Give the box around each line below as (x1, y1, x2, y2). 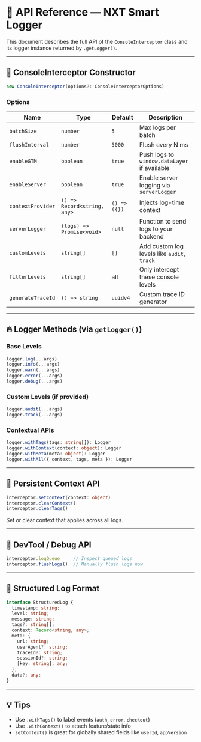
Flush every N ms (139, 141, 188, 149)
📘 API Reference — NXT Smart (6, 5, 160, 19)
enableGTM (9, 157, 37, 165)
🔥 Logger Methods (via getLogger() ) (6, 324, 142, 335)
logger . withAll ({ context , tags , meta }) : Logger (6, 456, 133, 462)
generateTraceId (9, 294, 56, 301)
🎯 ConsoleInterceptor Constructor (6, 67, 136, 78)
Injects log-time (139, 198, 184, 207)
